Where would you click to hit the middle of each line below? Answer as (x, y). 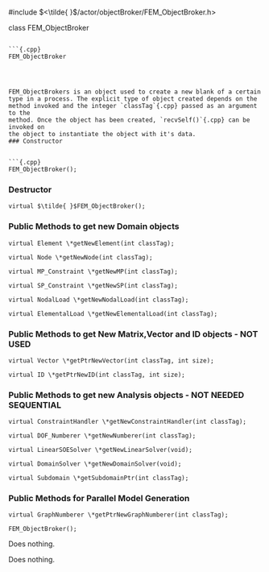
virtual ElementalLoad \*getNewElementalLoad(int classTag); (113, 313)
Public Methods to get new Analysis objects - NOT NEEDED (126, 395)
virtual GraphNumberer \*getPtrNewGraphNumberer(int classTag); (118, 515)
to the (19, 113)
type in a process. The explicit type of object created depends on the (133, 99)
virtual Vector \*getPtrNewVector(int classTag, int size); (112, 361)
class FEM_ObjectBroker (49, 28)
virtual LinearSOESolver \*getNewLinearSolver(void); (101, 450)
